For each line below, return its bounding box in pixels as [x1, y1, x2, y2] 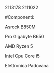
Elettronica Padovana [5, 63, 49, 68]
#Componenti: [5, 14, 35, 20]
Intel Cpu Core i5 [5, 53, 40, 59]
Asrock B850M [5, 24, 36, 30]
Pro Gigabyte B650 [5, 34, 44, 39]
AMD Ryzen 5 [5, 43, 33, 49]
